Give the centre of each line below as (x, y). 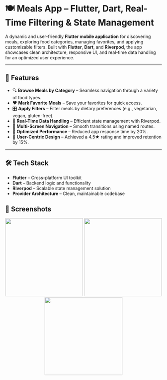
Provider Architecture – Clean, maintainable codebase (69, 193)
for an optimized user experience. (40, 57)
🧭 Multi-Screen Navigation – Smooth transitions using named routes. (83, 126)
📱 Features (22, 78)
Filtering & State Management (91, 23)
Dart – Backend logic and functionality (51, 183)
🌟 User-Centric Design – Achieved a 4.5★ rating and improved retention (87, 137)
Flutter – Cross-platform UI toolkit (47, 178)
